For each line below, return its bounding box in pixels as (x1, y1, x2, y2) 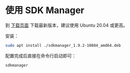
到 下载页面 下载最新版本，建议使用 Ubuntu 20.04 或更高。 (5, 22, 128, 28)
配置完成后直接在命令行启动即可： (5, 52, 76, 58)
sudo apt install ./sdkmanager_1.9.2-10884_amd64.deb (5, 43, 121, 48)
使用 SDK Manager (5, 5, 84, 16)
